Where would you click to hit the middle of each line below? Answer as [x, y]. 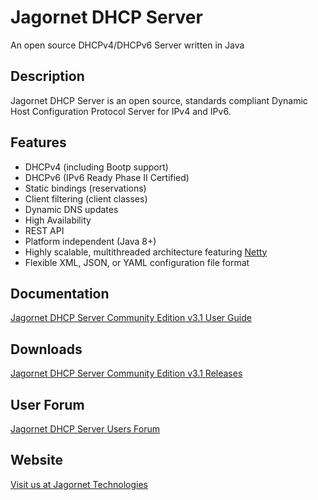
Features [38, 142]
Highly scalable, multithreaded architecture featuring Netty [146, 252]
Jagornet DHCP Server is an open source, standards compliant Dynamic [159, 100]
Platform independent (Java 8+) [90, 241]
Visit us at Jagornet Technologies [79, 484]
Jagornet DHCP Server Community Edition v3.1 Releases [126, 373]
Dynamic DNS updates [71, 209]
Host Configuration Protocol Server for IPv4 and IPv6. [121, 111]
